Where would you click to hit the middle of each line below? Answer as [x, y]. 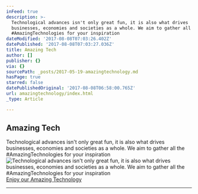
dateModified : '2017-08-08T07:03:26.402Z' [59, 39]
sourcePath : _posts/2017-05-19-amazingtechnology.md [72, 72]
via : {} [16, 66]
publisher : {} [24, 61]
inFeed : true [22, 11]
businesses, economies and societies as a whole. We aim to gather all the [95, 148]
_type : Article [25, 99]
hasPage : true [24, 77]
